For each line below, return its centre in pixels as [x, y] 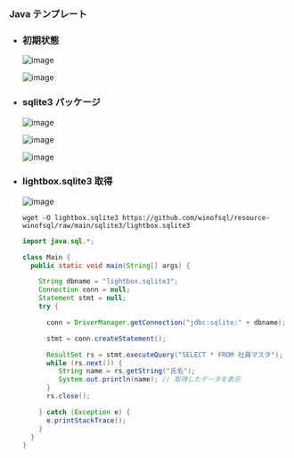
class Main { [46, 257]
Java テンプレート [48, 13]
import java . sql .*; [58, 241]
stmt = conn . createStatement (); [106, 339]
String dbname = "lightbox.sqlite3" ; [109, 282]
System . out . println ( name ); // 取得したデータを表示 [149, 380]
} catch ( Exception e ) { [85, 412]
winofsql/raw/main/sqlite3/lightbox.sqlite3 [106, 225]
